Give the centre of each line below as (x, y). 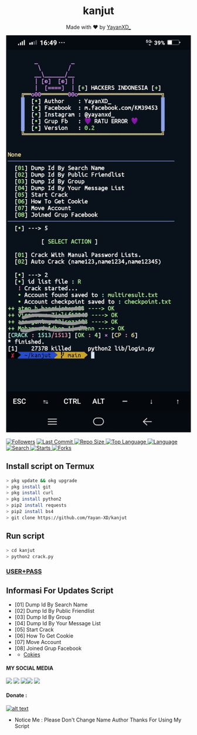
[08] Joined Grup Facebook (48, 648)
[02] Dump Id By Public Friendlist (55, 611)
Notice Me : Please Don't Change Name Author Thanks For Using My (98, 720)
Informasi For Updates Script (60, 590)
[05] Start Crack (34, 630)
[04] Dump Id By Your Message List (57, 623)
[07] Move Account (38, 642)
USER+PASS (24, 572)
